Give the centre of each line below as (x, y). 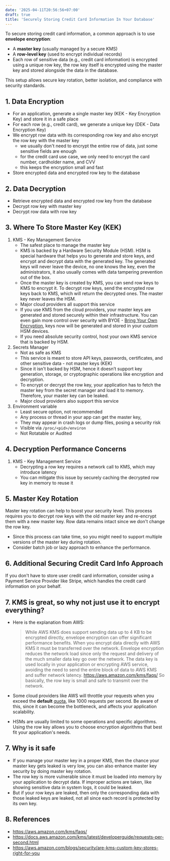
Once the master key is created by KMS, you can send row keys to (89, 283)
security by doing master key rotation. (52, 771)
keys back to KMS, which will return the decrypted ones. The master (92, 293)
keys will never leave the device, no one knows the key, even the (88, 267)
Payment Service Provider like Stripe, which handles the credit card (75, 581)
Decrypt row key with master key (47, 206)
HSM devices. (35, 331)
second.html (26, 842)
